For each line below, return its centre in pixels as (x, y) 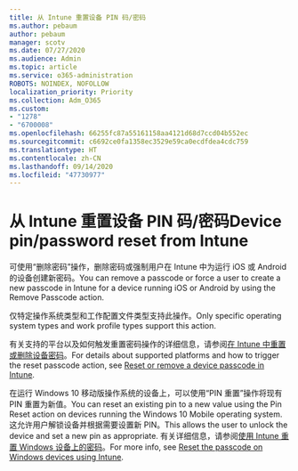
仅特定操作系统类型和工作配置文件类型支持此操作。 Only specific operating (145, 316)
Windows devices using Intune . (67, 457)
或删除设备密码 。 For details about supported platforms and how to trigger (145, 355)
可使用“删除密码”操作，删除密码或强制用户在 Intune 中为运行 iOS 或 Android (148, 267)
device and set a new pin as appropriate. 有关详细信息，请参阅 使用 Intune (144, 436)
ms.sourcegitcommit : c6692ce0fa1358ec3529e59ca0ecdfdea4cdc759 (129, 142)
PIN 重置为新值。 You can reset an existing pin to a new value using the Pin (145, 404)
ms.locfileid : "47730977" (57, 175)
